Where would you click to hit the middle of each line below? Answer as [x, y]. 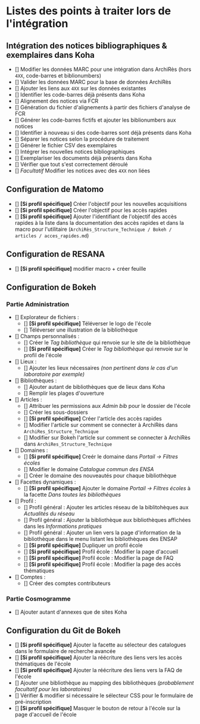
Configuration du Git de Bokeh [63, 631]
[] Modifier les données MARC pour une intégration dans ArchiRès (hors [103, 69]
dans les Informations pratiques [63, 527]
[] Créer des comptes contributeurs [67, 583]
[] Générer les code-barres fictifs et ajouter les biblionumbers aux [96, 120]
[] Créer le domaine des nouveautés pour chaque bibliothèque [100, 476]
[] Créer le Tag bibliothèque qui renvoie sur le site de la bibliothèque [107, 343]
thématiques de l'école [43, 664]
